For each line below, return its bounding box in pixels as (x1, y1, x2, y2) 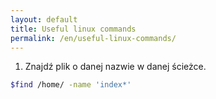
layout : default (10, 14, 78, 25)
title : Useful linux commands (10, 24, 137, 34)
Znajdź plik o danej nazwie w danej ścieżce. (24, 61, 207, 73)
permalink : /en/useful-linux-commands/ (10, 33, 177, 43)
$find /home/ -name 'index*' (10, 80, 132, 90)
